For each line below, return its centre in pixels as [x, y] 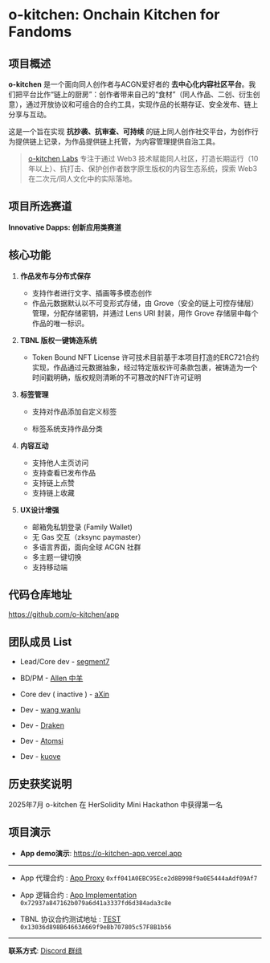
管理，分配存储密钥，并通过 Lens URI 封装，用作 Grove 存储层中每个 [145, 313]
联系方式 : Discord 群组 [45, 950]
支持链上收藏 [53, 492]
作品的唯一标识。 [60, 323]
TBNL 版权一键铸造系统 [59, 340]
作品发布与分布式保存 [55, 275]
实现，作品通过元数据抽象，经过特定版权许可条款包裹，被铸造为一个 [145, 367]
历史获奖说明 [40, 783]
